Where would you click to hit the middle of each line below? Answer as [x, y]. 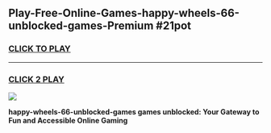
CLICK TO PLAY [40, 49]
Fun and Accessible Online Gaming [68, 120]
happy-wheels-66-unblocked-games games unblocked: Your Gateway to [134, 111]
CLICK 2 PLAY [36, 79]
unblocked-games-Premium [81, 26]
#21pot [174, 26]
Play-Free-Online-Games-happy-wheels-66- [124, 13]
